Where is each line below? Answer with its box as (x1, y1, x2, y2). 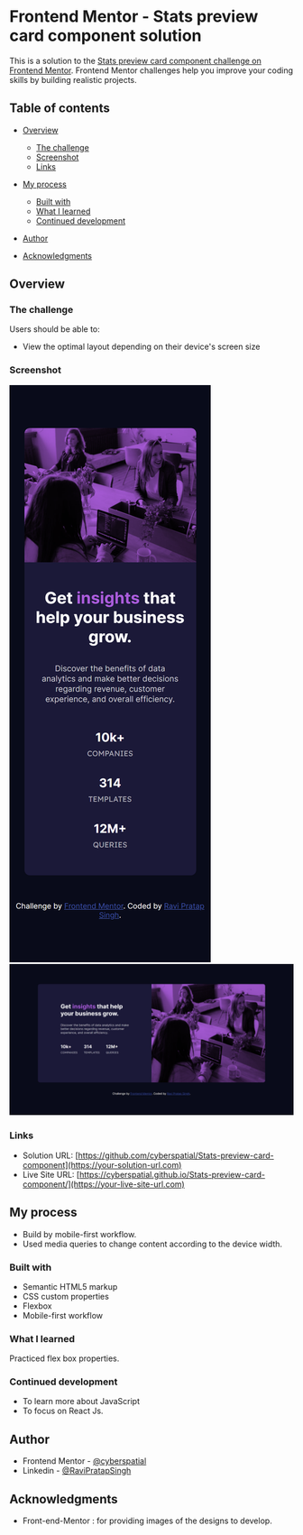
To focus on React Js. (22, 1405, 104, 1417)
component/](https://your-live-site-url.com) (22, 1179, 185, 1190)
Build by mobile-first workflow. (22, 1228, 137, 1239)
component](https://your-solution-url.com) (22, 1159, 182, 1170)
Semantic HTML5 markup (22, 1281, 118, 1291)
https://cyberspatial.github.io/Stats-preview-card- (79, 1169, 266, 1180)
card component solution (9, 25, 202, 46)
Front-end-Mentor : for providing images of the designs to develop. (22, 1515, 272, 1526)
